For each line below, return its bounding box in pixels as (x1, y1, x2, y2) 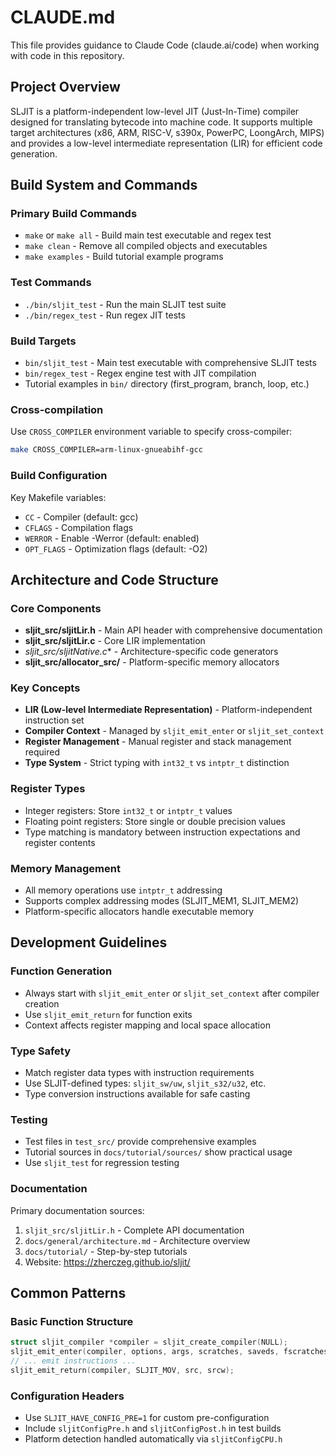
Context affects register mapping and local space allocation (24, 1019, 271, 1031)
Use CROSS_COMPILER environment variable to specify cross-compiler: (10, 426, 293, 438)
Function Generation (10, 964, 113, 978)
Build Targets (10, 334, 77, 348)
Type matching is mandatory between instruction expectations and (24, 826, 301, 838)
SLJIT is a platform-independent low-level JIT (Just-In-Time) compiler (10, 105, 300, 117)
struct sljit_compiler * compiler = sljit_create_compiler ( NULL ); (10, 1337, 288, 1348)
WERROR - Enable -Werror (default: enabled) (24, 532, 200, 544)
